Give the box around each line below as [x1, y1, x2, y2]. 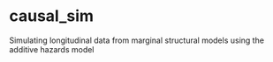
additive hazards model [9, 44, 95, 54]
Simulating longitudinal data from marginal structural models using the [9, 35, 265, 45]
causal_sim [9, 6, 95, 26]
